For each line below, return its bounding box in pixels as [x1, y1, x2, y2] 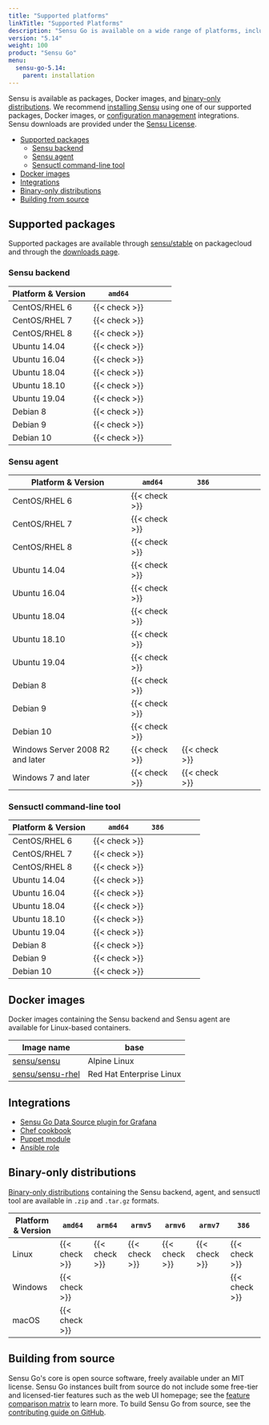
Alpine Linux [87, 1056, 134, 1067]
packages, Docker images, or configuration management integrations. [8, 110, 239, 120]
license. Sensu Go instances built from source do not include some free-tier [8, 1382, 259, 1391]
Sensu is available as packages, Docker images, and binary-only [8, 93, 222, 103]
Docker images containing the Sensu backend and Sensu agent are [8, 1014, 231, 1024]
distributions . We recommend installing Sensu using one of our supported [8, 102, 252, 112]
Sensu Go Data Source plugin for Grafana [19, 1117, 158, 1127]
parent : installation [22, 71, 94, 79]
